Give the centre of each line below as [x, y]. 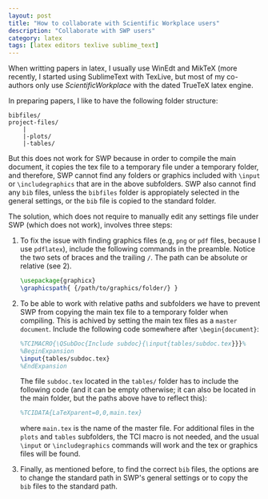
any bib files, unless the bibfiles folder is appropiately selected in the [124, 192]
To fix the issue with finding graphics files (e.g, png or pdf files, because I [140, 240]
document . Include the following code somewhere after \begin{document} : [140, 328]
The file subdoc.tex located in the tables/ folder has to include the [129, 381]
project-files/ [34, 123]
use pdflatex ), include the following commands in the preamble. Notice [138, 249]
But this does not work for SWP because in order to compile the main [122, 159]
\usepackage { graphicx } [58, 281]
